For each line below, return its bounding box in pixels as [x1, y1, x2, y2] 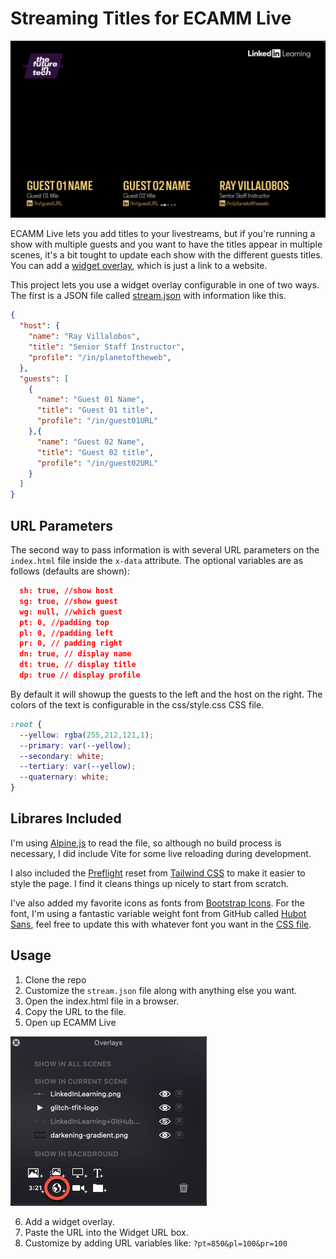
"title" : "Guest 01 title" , [36, 405, 155, 416]
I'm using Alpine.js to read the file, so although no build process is [10, 837, 282, 849]
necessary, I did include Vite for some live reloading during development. [10, 847, 312, 859]
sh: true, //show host [19, 586, 114, 596]
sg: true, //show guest [19, 596, 118, 606]
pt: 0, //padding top [19, 617, 110, 627]
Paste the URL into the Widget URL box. [24, 1226, 189, 1238]
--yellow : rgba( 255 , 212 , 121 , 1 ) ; [19, 730, 155, 740]
